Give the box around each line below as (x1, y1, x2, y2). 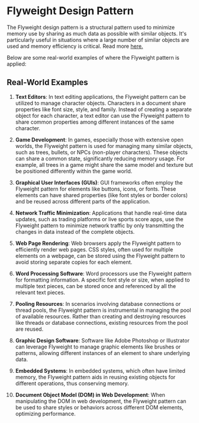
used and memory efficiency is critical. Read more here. (7, 43, 143, 50)
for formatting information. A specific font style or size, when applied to (15, 276, 190, 283)
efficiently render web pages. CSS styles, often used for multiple (15, 246, 174, 253)
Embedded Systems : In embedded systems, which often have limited (15, 367, 186, 374)
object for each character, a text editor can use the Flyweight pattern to (15, 112, 190, 119)
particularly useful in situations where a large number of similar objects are (7, 36, 190, 43)
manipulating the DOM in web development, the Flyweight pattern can (15, 398, 187, 405)
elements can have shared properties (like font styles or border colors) (15, 191, 188, 199)
